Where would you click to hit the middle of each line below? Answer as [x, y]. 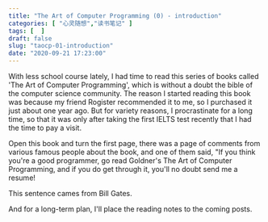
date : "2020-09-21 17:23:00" [57, 53]
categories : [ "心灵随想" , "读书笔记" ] [71, 23]
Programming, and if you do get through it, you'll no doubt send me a [123, 169]
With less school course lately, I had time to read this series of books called [134, 76]
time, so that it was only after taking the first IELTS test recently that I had [130, 119]
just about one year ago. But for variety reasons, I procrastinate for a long [130, 111]
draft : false [30, 38]
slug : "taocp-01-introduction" [61, 46]
